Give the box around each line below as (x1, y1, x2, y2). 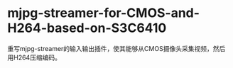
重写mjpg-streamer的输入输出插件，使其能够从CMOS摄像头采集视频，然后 (7, 44, 226, 52)
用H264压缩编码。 (7, 53, 62, 62)
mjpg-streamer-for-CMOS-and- (7, 5, 200, 21)
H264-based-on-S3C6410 (7, 20, 167, 36)
